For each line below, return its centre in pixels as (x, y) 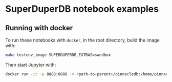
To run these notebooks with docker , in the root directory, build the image (82, 40)
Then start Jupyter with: (31, 65)
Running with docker (39, 28)
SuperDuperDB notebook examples (82, 9)
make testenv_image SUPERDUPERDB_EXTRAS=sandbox (58, 55)
